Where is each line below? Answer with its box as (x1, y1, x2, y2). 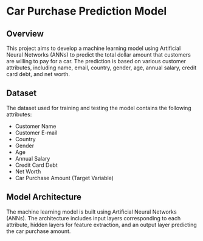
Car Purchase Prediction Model (6, 4, 167, 18)
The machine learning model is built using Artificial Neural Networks (6, 208, 177, 215)
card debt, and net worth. (6, 71, 70, 77)
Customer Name (15, 122, 57, 130)
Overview (6, 29, 44, 39)
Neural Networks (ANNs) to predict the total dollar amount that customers (6, 51, 191, 58)
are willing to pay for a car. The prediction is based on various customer (6, 58, 187, 65)
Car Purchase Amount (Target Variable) (15, 174, 114, 181)
